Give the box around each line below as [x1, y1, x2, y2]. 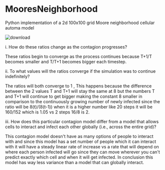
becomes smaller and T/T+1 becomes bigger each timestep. [5, 58, 127, 64]
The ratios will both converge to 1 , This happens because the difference [5, 83, 152, 89]
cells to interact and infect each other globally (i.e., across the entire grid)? [5, 124, 157, 130]
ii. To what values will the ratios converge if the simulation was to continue [5, 68, 156, 74]
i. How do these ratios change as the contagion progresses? [5, 44, 127, 50]
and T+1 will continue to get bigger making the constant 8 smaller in [5, 93, 143, 99]
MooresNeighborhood [5, 3, 98, 15]
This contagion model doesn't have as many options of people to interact [5, 133, 154, 139]
